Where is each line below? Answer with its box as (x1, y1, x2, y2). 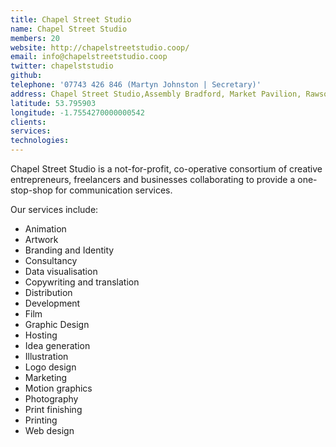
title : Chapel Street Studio (10, 14, 132, 25)
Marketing (24, 372, 68, 383)
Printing (24, 414, 58, 426)
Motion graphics (24, 382, 93, 394)
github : (10, 71, 43, 81)
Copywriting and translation (24, 276, 140, 288)
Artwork (24, 234, 59, 245)
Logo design (24, 361, 77, 373)
